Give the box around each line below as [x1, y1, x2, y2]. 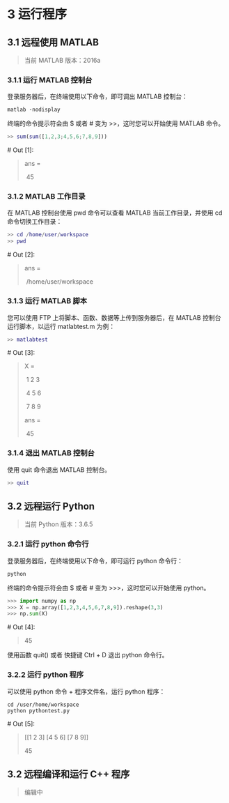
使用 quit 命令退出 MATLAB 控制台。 [7, 465, 111, 474]
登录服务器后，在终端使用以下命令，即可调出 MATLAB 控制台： [7, 92, 188, 101]
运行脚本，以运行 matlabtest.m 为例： [7, 322, 116, 330]
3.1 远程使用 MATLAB [7, 36, 100, 48]
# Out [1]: [7, 146, 34, 154]
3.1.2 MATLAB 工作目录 [7, 192, 86, 201]
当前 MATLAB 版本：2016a [24, 56, 101, 64]
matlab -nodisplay [7, 106, 61, 114]
